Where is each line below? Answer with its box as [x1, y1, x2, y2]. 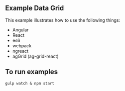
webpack [12, 42, 31, 49]
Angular [12, 27, 29, 33]
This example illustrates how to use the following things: [5, 17, 121, 23]
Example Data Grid [5, 4, 64, 12]
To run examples [5, 68, 58, 76]
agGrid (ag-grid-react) [12, 53, 59, 59]
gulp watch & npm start [5, 81, 55, 86]
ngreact [12, 48, 29, 54]
